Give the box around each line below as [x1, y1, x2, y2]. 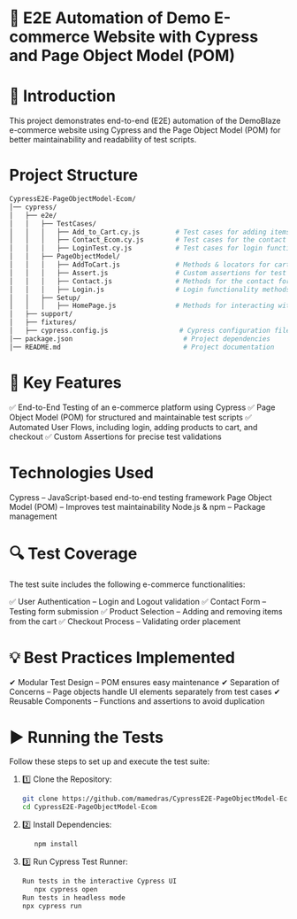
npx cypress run [21, 901, 82, 910]
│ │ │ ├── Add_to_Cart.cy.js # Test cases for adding [9, 228, 267, 236]
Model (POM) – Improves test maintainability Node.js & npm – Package [9, 501, 266, 512]
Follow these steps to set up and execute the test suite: [9, 756, 210, 767]
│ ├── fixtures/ [9, 318, 77, 327]
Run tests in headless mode [21, 893, 126, 902]
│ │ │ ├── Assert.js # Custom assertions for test [9, 268, 287, 277]
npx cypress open [34, 884, 98, 893]
